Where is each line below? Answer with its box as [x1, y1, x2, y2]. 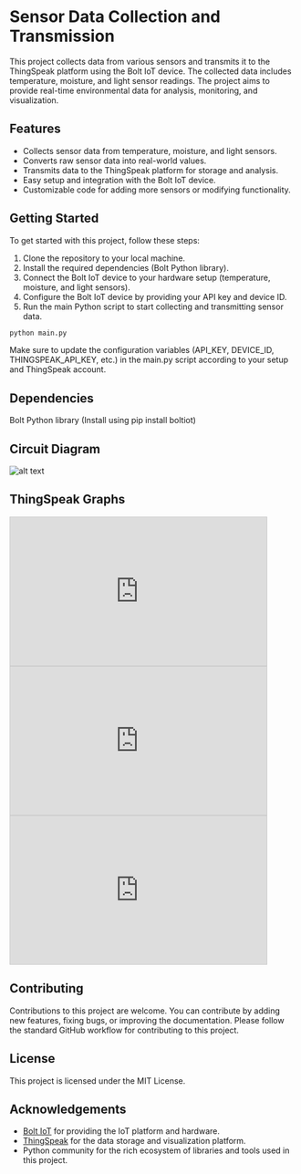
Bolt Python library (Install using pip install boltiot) [9, 415, 196, 426]
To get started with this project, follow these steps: [9, 234, 201, 245]
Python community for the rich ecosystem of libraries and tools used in [22, 1145, 290, 1156]
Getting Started [9, 211, 99, 226]
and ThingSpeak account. [9, 364, 107, 375]
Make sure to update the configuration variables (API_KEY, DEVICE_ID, [9, 345, 275, 356]
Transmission [9, 26, 116, 47]
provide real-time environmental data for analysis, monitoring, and [9, 85, 258, 96]
